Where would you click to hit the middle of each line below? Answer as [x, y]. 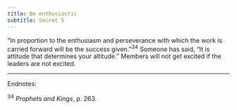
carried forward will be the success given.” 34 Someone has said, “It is [109, 48]
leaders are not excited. [42, 64]
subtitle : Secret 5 [36, 20]
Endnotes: [22, 84]
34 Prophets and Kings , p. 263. [52, 98]
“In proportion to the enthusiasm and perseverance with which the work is [115, 40]
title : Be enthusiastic [42, 14]
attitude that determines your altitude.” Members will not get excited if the [114, 56]
